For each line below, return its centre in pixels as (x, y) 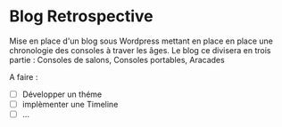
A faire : (24, 76)
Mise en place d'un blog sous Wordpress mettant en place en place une (141, 41)
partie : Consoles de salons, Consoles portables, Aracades (117, 60)
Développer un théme (62, 94)
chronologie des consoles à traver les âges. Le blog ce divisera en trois (140, 50)
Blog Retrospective (81, 16)
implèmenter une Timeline (70, 104)
